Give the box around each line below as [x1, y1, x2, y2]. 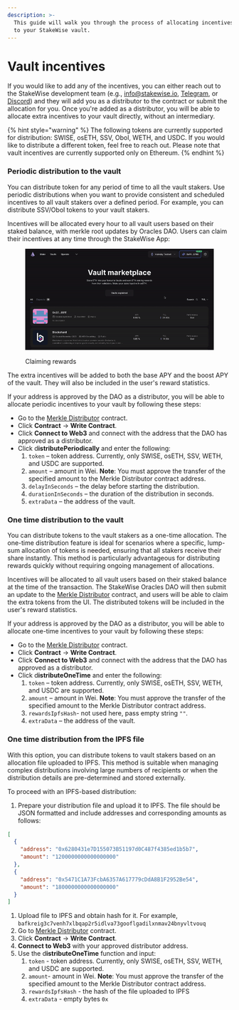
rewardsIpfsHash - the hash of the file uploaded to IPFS [28, 987, 190, 996]
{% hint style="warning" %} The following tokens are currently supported [7, 126, 223, 135]
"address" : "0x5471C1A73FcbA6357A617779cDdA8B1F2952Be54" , [20, 876, 199, 883]
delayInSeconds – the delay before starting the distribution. [28, 481, 200, 490]
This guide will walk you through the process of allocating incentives [14, 19, 234, 26]
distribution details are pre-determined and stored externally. [7, 773, 186, 782]
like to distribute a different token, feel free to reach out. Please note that [7, 141, 221, 150]
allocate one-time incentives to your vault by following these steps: [7, 627, 204, 636]
